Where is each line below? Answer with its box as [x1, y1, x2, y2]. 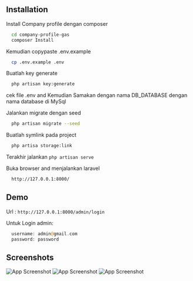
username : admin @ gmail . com [11, 230, 78, 237]
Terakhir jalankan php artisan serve [6, 153, 94, 160]
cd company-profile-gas [11, 32, 69, 38]
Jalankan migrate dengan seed [6, 109, 81, 116]
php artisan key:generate [11, 81, 75, 87]
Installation [6, 5, 48, 15]
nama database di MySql [6, 98, 66, 105]
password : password [11, 236, 59, 242]
